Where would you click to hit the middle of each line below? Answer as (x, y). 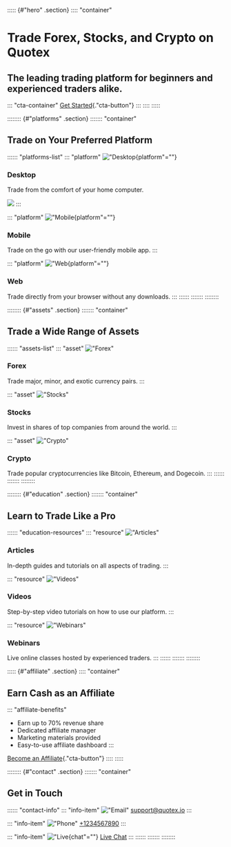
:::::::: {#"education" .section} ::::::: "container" (72, 494)
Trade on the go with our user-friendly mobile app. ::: (82, 250)
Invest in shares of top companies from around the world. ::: (92, 428)
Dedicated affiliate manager (57, 730)
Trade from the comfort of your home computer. (76, 190)
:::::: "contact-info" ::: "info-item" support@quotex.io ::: (100, 810)
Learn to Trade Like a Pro (61, 516)
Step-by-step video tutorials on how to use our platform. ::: (91, 611)
